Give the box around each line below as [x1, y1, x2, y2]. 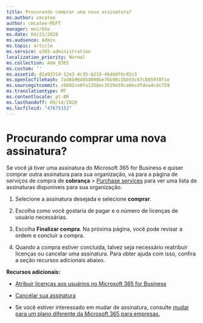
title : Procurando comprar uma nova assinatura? [6, 9, 132, 15]
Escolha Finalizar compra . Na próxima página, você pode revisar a [15, 226, 183, 233]
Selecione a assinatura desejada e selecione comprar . [15, 195, 152, 203]
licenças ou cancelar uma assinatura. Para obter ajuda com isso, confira [15, 250, 196, 257]
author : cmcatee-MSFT [6, 20, 61, 26]
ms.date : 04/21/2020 [6, 32, 59, 38]
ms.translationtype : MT [6, 88, 67, 94]
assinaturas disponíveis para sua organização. [6, 184, 123, 191]
